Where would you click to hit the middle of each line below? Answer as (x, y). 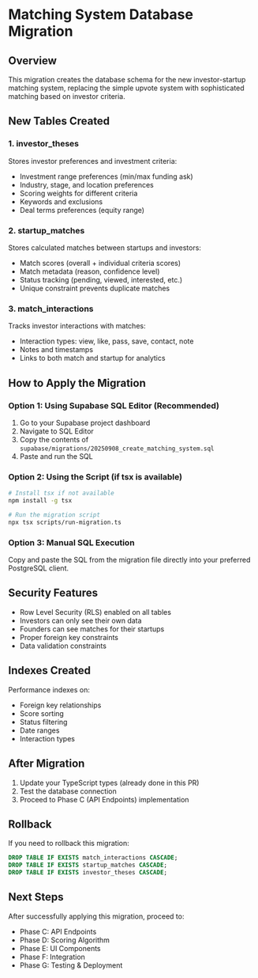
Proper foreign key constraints (69, 637)
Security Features (53, 593)
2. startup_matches (47, 230)
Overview (33, 61)
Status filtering (43, 722)
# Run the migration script (54, 515)
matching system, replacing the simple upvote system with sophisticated (126, 88)
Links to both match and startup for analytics (92, 358)
